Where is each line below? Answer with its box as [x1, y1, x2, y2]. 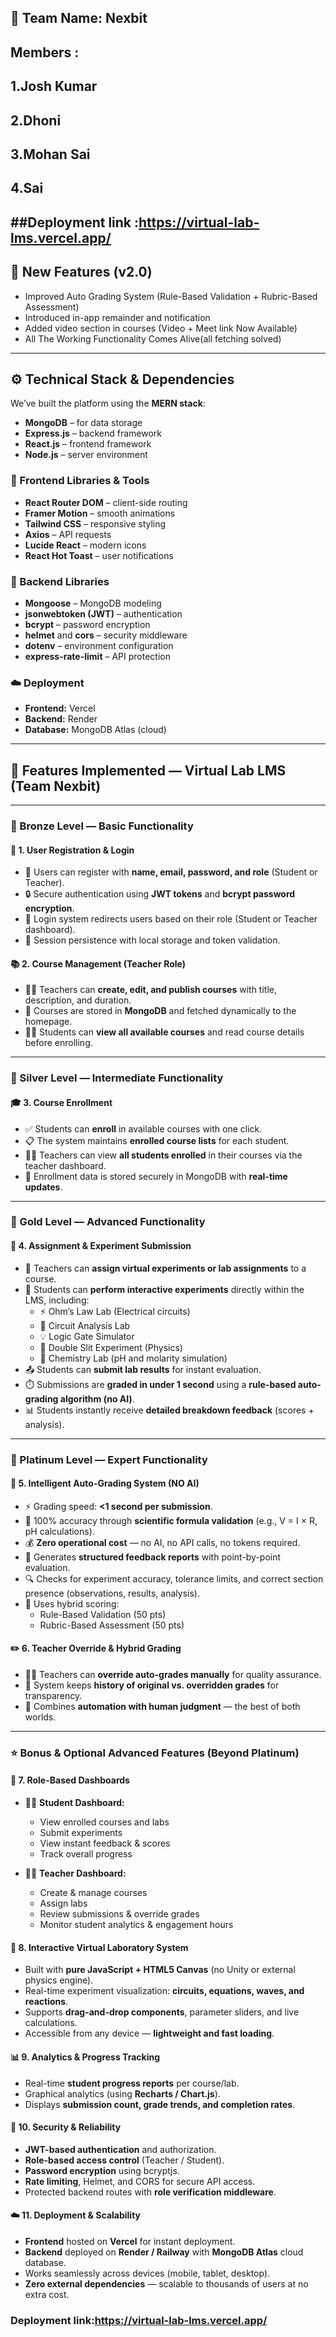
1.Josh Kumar [10, 78, 98, 95]
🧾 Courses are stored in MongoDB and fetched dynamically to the [24, 1005, 297, 1017]
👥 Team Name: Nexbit [10, 10, 148, 27]
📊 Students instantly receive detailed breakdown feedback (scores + [24, 1404, 315, 1416]
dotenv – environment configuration [24, 639, 174, 651]
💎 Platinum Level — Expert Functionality [10, 1452, 208, 1466]
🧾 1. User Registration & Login [10, 844, 135, 856]
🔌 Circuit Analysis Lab [39, 1319, 131, 1331]
